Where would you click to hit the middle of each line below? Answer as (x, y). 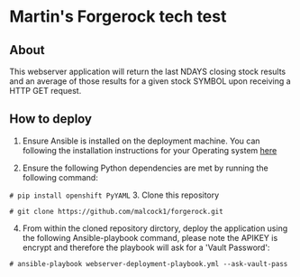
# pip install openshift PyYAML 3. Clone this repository (114, 195)
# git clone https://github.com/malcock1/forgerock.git (116, 211)
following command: (60, 177)
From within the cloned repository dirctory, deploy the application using (155, 228)
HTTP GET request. (45, 91)
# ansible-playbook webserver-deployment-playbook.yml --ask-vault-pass (149, 263)
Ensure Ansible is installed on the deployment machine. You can (141, 141)
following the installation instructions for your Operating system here (150, 150)
